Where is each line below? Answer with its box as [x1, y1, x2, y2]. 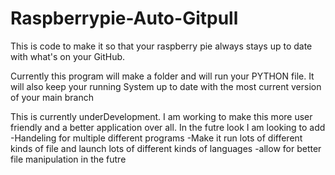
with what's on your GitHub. [10, 50, 126, 62]
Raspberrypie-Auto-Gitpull [10, 7, 239, 30]
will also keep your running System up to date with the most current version [10, 80, 322, 92]
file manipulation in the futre [10, 153, 127, 165]
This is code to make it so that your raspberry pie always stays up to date [10, 40, 313, 52]
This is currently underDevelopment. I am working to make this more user [10, 110, 313, 122]
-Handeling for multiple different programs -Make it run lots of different [10, 132, 303, 144]
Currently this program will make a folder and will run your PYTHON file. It [10, 70, 315, 82]
